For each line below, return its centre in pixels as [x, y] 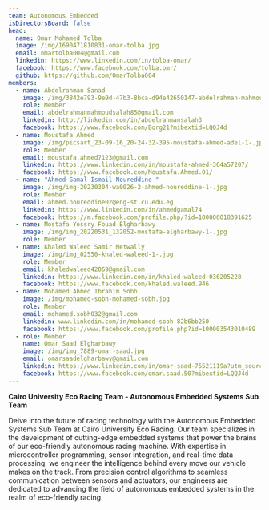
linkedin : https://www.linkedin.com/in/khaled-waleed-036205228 [132, 277]
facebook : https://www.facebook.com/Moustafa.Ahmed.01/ [118, 172]
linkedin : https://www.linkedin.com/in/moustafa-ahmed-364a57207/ [136, 165]
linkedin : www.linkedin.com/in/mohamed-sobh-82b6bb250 [116, 322]
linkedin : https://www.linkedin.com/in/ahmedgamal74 [112, 209]
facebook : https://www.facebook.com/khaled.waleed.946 [116, 284]
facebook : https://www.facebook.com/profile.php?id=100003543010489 [139, 329]
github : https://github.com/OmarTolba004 [86, 75]
